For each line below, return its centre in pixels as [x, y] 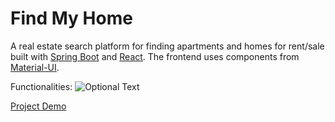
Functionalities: [41, 86]
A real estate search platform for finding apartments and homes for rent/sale [167, 46]
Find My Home [71, 18]
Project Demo [38, 106]
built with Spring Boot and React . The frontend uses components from [155, 56]
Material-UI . [35, 67]
